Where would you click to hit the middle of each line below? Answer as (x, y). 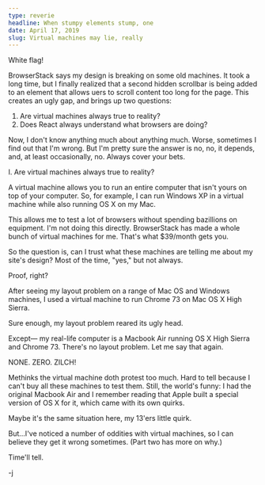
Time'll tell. (26, 457)
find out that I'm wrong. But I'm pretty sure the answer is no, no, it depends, (132, 148)
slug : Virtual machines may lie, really (76, 38)
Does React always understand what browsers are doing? (114, 124)
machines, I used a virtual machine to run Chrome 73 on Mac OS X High (125, 300)
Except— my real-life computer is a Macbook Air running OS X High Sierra (129, 338)
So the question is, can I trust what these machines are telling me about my (131, 252)
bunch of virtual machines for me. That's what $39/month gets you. (119, 237)
